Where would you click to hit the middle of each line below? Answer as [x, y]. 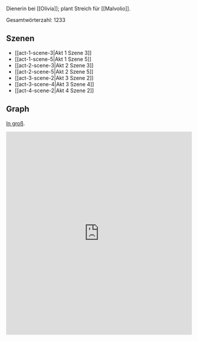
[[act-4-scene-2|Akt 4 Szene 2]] [54, 90]
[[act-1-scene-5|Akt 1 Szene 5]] [53, 59]
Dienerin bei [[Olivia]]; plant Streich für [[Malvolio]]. [68, 9]
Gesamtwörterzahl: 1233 [36, 20]
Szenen [20, 39]
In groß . [16, 123]
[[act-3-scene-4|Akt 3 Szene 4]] [54, 84]
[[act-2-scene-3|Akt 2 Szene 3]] [54, 65]
